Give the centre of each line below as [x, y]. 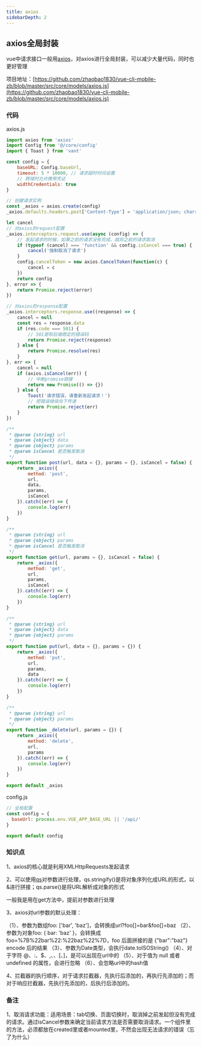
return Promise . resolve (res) [64, 351]
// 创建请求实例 [24, 201]
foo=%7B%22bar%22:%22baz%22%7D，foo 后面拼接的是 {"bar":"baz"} [97, 940]
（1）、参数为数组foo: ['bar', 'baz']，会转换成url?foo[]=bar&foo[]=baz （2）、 [100, 925]
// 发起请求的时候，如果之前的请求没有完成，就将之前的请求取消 [86, 239]
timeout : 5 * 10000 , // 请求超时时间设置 [66, 173]
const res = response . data [51, 323]
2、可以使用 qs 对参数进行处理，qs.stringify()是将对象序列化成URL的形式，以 [100, 879]
